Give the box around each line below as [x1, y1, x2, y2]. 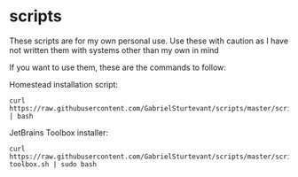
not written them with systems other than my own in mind [9, 44, 219, 55]
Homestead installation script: [9, 79, 118, 89]
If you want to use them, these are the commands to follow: [9, 62, 226, 73]
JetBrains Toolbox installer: [9, 127, 109, 138]
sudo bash [60, 159, 98, 169]
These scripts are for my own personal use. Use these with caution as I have [9, 35, 289, 46]
